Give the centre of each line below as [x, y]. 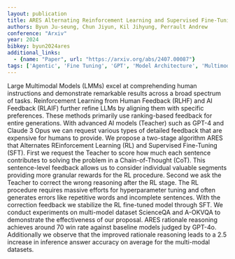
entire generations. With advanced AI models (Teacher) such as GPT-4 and [115, 122]
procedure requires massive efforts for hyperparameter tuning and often [111, 190]
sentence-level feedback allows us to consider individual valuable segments [117, 167]
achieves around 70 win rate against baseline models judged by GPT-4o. [112, 227]
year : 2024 [23, 40]
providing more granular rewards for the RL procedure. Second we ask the [114, 175]
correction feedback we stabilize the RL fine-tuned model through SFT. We [115, 204]
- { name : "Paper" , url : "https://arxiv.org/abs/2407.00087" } [105, 59]
